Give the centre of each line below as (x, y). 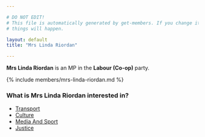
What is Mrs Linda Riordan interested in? (68, 96)
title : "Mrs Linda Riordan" (42, 45)
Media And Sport (36, 122)
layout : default (27, 40)
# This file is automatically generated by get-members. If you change (99, 23)
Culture (24, 115)
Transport (27, 109)
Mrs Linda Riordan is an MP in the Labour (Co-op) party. (78, 68)
